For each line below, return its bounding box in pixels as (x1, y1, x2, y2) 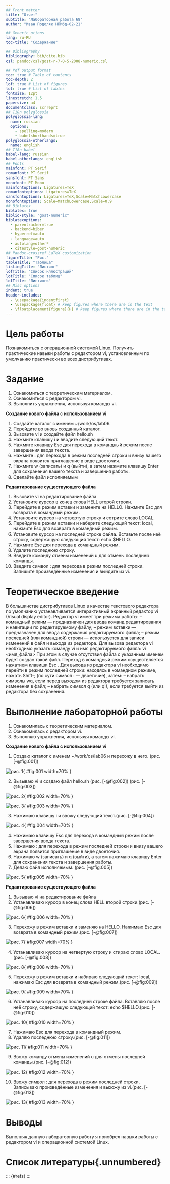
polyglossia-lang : (6, 114, 44, 120)
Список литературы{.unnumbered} (6, 1156, 161, 1168)
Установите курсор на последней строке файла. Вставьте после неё (13, 530, 161, 537)
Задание (6, 374, 44, 385)
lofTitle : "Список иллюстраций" (6, 269, 74, 274)
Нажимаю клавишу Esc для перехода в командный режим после (13, 832, 154, 838)
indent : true (6, 288, 33, 293)
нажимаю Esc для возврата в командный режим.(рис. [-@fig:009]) (13, 979, 158, 985)
